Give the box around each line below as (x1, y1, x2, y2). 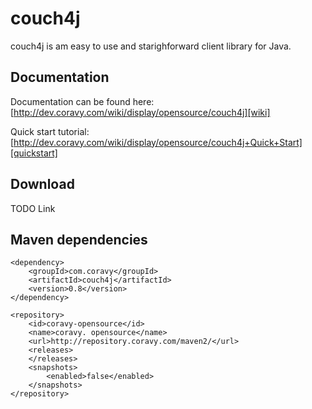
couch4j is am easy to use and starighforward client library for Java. (10, 40, 292, 52)
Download (10, 176, 75, 193)
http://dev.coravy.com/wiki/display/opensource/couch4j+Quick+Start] (13, 136, 303, 148)
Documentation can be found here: (10, 95, 155, 107)
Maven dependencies (10, 231, 148, 248)
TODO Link (10, 202, 56, 214)
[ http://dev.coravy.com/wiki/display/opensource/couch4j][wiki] (10, 106, 271, 118)
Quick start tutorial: (10, 125, 90, 137)
